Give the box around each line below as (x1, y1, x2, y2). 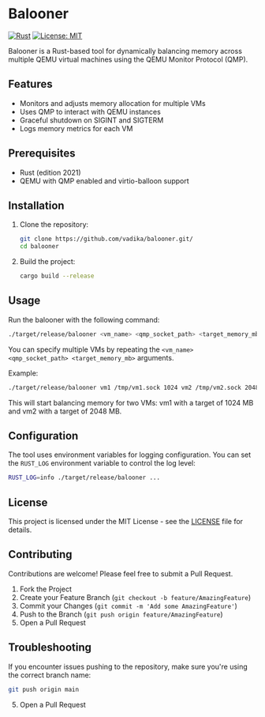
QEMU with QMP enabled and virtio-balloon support (19, 175, 189, 186)
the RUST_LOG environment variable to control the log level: (8, 459, 196, 468)
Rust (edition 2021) (19, 168, 81, 177)
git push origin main (8, 685, 80, 693)
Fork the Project (19, 584, 73, 594)
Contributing (8, 548, 73, 561)
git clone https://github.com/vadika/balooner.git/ (19, 235, 193, 243)
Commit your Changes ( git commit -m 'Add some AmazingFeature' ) (19, 601, 238, 610)
